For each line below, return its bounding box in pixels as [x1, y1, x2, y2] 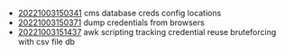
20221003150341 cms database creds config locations [17, 8, 222, 18]
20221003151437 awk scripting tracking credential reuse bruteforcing [17, 27, 277, 37]
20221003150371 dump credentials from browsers [17, 17, 205, 28]
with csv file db [17, 36, 75, 47]
